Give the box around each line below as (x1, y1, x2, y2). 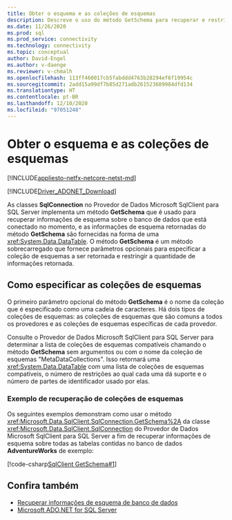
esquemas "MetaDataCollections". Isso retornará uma (7, 355, 160, 363)
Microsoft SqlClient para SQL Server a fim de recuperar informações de (7, 432, 211, 440)
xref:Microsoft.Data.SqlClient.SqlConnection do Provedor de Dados (7, 424, 199, 432)
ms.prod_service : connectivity (7, 36, 97, 43)
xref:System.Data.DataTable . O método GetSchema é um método (7, 237, 193, 245)
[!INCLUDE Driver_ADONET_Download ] (7, 187, 117, 195)
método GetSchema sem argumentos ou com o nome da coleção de (7, 347, 202, 356)
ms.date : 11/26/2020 (7, 23, 67, 30)
